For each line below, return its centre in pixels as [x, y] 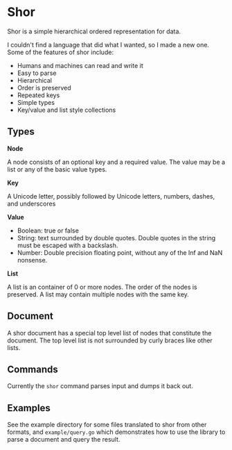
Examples [29, 408]
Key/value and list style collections [66, 110]
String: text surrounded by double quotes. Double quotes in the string [116, 237]
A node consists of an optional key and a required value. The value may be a [116, 162]
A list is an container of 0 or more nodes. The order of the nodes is [102, 287]
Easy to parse [37, 73]
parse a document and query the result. [64, 440]
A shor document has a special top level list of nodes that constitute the [109, 333]
